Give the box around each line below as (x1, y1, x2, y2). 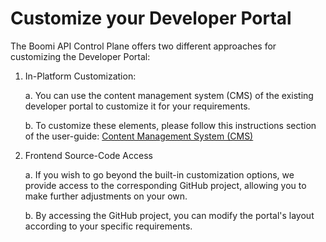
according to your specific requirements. (24, 220, 193, 232)
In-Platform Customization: (24, 70, 137, 82)
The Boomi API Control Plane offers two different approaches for (10, 40, 277, 52)
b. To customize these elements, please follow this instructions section (24, 119, 317, 131)
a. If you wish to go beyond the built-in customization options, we (24, 168, 295, 181)
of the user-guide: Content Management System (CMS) (24, 130, 254, 142)
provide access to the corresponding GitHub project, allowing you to (24, 179, 307, 191)
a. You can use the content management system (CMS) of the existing (24, 89, 314, 101)
